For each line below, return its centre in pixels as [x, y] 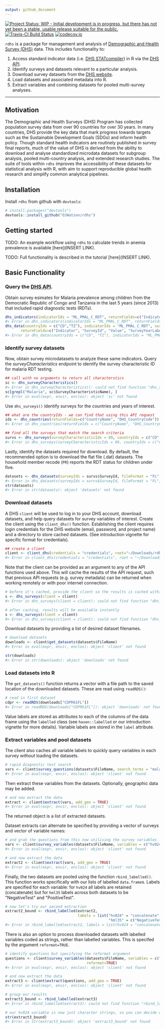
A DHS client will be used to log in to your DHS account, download [73, 514]
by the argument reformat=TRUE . [37, 945]
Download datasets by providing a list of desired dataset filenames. [73, 628]
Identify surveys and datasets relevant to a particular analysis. [75, 69]
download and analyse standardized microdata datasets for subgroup [75, 153]
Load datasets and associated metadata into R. [60, 79]
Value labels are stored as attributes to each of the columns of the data [77, 716]
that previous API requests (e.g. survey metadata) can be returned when [78, 578]
